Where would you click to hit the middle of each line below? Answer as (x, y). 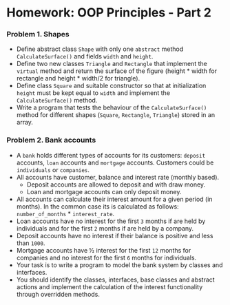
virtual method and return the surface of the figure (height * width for (117, 71)
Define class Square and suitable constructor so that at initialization (111, 86)
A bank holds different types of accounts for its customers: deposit (111, 155)
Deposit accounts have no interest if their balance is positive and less (115, 235)
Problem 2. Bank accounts (51, 140)
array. (25, 123)
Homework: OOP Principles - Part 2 (109, 13)
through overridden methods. (58, 294)
